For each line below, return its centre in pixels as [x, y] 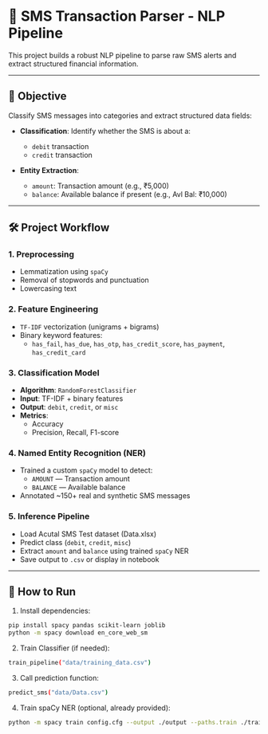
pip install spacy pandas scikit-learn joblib [87, 626]
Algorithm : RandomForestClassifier [78, 391]
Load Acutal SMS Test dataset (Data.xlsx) [88, 534]
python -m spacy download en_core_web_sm [78, 633]
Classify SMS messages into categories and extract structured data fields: [130, 116]
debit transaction [60, 146]
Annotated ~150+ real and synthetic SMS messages [105, 496]
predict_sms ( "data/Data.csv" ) [59, 693]
